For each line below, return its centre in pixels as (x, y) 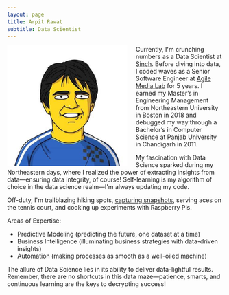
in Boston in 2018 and (166, 115)
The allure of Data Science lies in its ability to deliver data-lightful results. (110, 270)
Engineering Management (172, 100)
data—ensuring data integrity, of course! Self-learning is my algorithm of (110, 179)
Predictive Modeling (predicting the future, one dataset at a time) (109, 234)
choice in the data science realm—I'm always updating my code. (98, 187)
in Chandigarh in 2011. (167, 144)
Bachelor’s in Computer (169, 130)
